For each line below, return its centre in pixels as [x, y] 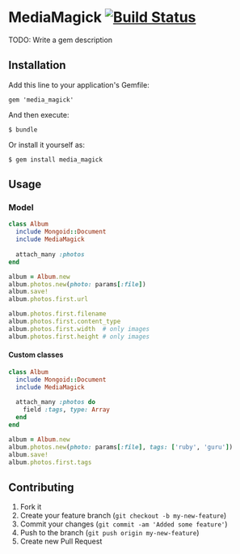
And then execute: [39, 114]
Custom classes [36, 355]
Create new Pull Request [61, 541]
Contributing [41, 487]
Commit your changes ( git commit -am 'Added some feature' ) [124, 524]
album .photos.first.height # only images [79, 337]
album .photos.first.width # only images [79, 329]
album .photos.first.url [48, 299]
